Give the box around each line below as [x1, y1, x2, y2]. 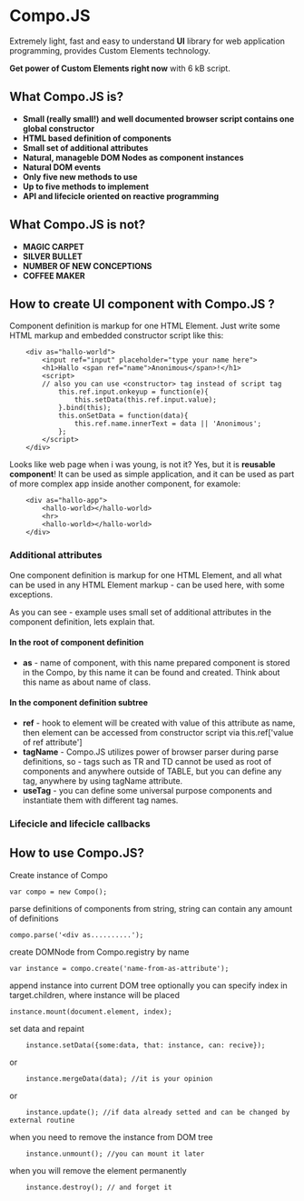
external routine [9, 1116, 75, 1125]
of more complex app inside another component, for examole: [9, 478, 241, 489]
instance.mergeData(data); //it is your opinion [25, 1074, 213, 1083]
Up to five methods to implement [22, 181, 150, 192]
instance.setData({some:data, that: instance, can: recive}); [25, 1040, 266, 1050]
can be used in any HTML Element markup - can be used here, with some [9, 579, 285, 590]
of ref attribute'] [22, 737, 83, 748]
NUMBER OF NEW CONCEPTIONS [22, 260, 152, 271]
